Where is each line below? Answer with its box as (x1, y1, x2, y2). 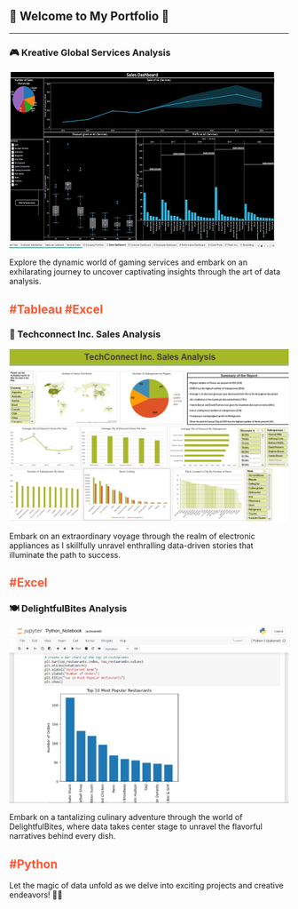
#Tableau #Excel (9, 301, 104, 316)
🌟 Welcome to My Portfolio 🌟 (9, 9, 170, 24)
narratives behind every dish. (9, 831, 116, 841)
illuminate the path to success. (9, 549, 122, 560)
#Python (9, 857, 59, 872)
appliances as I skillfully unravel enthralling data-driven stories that (9, 539, 255, 551)
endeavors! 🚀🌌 (9, 889, 63, 900)
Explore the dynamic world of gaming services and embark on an (9, 257, 248, 267)
